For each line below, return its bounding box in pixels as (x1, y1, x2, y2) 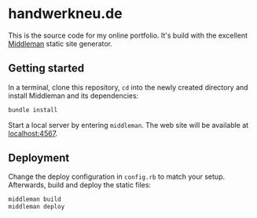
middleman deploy (8, 203, 65, 211)
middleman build (8, 195, 61, 204)
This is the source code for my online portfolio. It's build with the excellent (8, 31, 248, 40)
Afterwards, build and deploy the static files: (8, 180, 152, 190)
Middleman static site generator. (8, 38, 112, 48)
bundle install (8, 106, 58, 114)
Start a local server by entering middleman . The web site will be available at (8, 120, 249, 129)
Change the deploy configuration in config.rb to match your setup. (8, 172, 226, 181)
